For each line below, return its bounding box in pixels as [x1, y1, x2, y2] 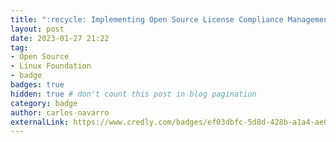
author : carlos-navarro [10, 107, 110, 118]
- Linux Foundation [10, 61, 92, 71]
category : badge [10, 98, 78, 108]
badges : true [10, 80, 65, 90]
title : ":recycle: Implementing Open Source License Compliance [10, 14, 284, 25]
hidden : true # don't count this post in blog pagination [10, 89, 257, 99]
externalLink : [10, 117, 70, 127]
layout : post [10, 24, 65, 34]
